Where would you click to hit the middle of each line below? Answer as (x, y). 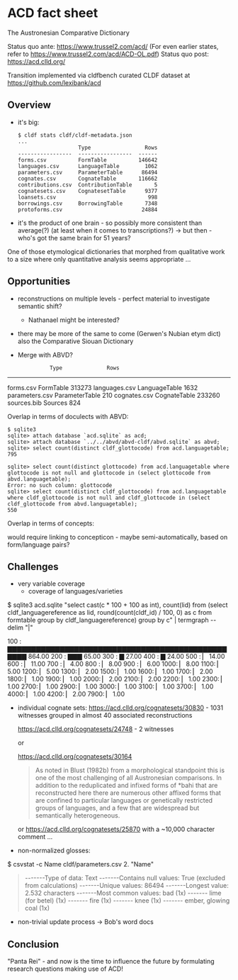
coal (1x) (37, 908)
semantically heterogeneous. (78, 815)
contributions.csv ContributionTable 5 (87, 185)
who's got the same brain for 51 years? (74, 238)
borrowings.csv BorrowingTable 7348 (87, 204)
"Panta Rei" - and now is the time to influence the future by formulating (111, 962)
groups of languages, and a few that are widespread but (117, 808)
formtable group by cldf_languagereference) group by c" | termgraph (108, 620)
